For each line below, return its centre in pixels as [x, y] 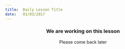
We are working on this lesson [83, 31]
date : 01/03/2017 [25, 14]
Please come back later [83, 42]
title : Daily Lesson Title [34, 10]
